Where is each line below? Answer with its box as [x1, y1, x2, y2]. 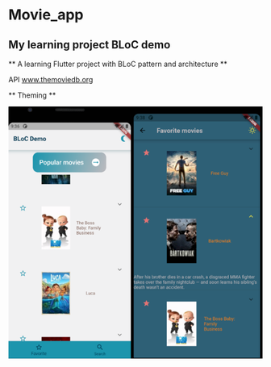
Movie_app [8, 6, 84, 24]
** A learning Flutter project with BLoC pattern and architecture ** [8, 59, 228, 69]
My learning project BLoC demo [8, 38, 171, 52]
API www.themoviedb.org [8, 75, 94, 84]
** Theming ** [8, 90, 56, 100]
